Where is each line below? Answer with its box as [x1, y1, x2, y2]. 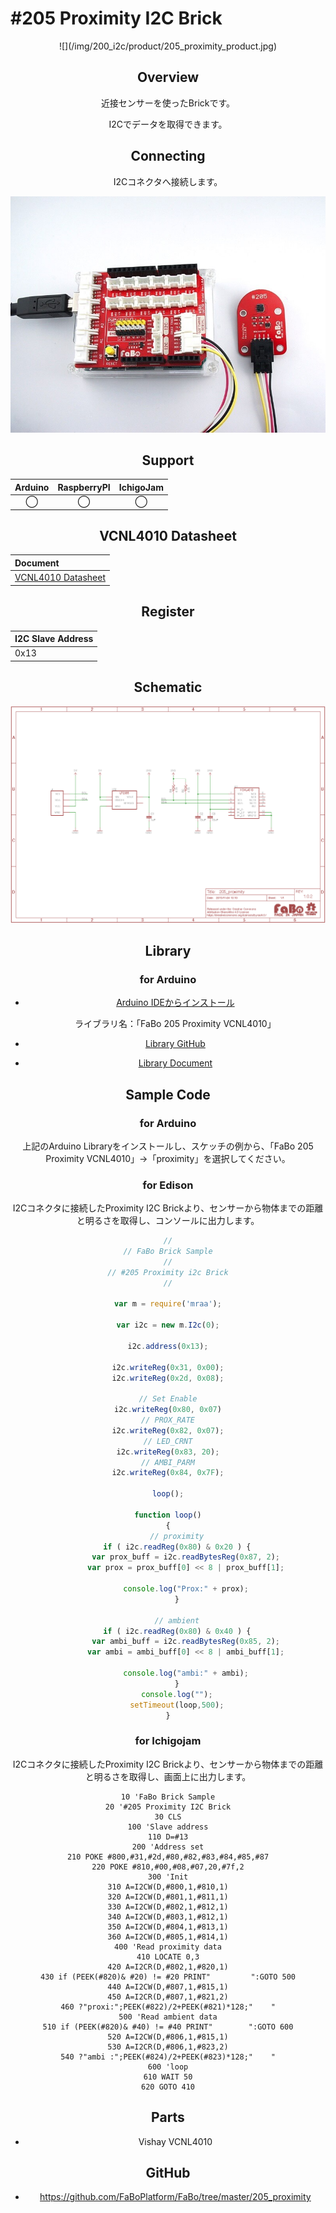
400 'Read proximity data [114, 1942, 222, 1952]
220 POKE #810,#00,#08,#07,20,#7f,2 [91, 1862, 245, 1872]
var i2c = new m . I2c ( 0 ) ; [116, 1320, 220, 1331]
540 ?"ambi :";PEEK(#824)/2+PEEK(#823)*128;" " [60, 2052, 276, 2062]
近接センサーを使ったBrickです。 [100, 97, 236, 109]
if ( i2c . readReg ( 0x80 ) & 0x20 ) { [103, 1542, 252, 1552]
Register [141, 603, 195, 621]
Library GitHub [144, 1038, 206, 1050]
